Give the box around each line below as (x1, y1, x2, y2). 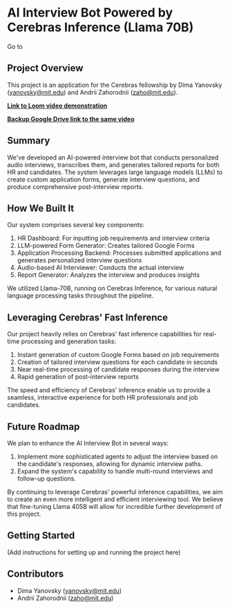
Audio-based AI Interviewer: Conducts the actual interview (17, 264, 184, 272)
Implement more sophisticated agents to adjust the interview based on (17, 452, 218, 461)
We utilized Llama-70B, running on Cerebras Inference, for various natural (7, 284, 218, 293)
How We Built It (7, 202, 75, 214)
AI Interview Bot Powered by (7, 5, 173, 21)
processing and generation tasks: (21, 337, 116, 346)
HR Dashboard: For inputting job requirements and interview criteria (17, 234, 210, 242)
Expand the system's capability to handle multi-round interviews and (17, 467, 213, 475)
